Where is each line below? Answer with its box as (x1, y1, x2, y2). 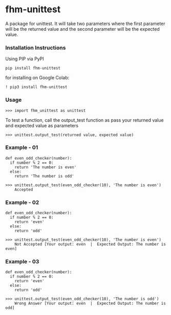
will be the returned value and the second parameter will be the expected (5, 26, 160, 32)
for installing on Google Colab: (5, 75, 70, 81)
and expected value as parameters (5, 122, 78, 128)
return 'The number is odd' (14, 173, 74, 178)
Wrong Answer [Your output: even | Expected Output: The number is (14, 301, 166, 306)
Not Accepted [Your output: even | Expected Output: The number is (14, 242, 166, 247)
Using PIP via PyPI (5, 56, 45, 62)
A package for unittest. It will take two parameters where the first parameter (5, 20, 165, 27)
